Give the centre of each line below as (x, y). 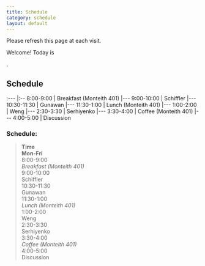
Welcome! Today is (30, 53)
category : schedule (31, 18)
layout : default (27, 23)
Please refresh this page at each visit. (54, 41)
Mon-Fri (32, 153)
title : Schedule (27, 12)
